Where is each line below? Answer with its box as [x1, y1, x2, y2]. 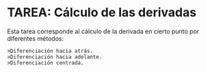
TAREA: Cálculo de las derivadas [7, 5, 197, 20]
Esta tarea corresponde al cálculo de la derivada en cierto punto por [7, 27, 200, 35]
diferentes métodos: [7, 34, 64, 42]
